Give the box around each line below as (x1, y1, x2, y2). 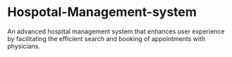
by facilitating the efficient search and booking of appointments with (7, 34, 206, 42)
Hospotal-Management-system (7, 4, 197, 20)
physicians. (7, 42, 41, 50)
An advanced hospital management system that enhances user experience (7, 27, 225, 35)
